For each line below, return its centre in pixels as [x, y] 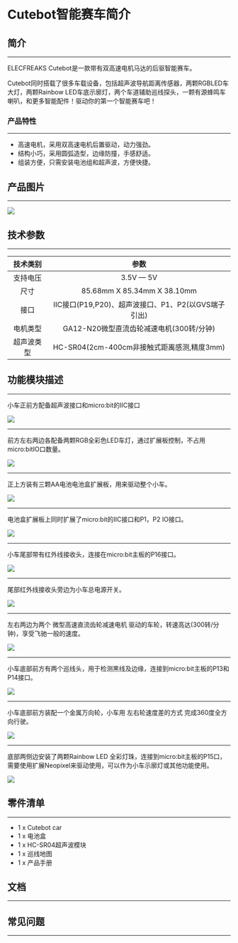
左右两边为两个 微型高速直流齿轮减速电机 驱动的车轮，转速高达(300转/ [110, 624]
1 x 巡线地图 [35, 853]
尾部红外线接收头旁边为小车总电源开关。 [66, 589]
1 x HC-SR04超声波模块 [52, 845]
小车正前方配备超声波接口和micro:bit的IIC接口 [74, 405]
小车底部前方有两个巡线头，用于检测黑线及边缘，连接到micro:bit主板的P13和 [118, 668]
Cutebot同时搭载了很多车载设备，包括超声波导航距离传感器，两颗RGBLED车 [118, 83]
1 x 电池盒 [32, 836]
